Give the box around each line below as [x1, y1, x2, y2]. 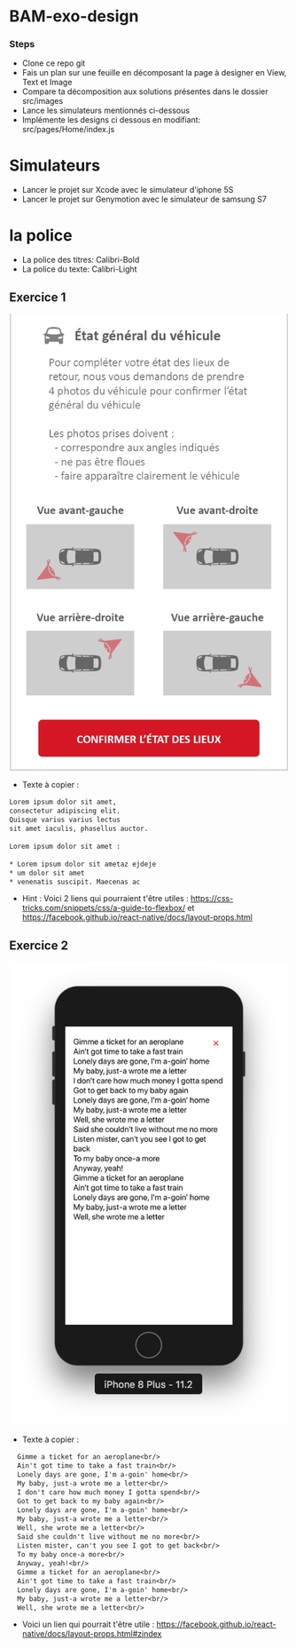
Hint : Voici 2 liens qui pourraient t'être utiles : [21, 893, 189, 904]
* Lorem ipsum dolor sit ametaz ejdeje [9, 860, 157, 869]
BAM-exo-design [9, 6, 139, 27]
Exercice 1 [9, 289, 66, 305]
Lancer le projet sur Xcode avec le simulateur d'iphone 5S [21, 185, 234, 195]
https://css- [190, 893, 234, 904]
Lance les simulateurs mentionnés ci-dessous [21, 105, 191, 116]
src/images [21, 96, 64, 107]
